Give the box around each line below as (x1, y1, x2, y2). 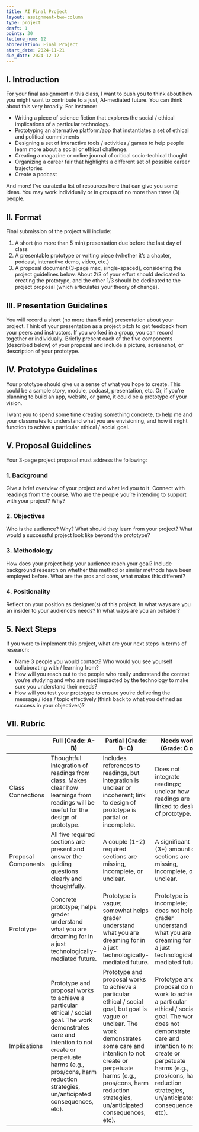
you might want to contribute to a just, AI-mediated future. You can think (6, 97, 182, 104)
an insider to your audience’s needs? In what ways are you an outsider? (6, 607, 181, 614)
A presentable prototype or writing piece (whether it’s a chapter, (14, 252, 172, 259)
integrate (155, 772, 180, 780)
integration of (50, 761, 88, 770)
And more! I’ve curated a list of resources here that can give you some (6, 182, 178, 189)
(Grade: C (160, 744, 188, 752)
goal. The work (50, 1016, 93, 1024)
